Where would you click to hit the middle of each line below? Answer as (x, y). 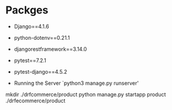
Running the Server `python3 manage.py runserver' (76, 83)
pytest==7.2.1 (30, 60)
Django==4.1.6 (31, 26)
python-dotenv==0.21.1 (42, 37)
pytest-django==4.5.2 (41, 71)
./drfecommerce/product (36, 101)
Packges (27, 10)
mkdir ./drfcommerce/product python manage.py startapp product (86, 94)
